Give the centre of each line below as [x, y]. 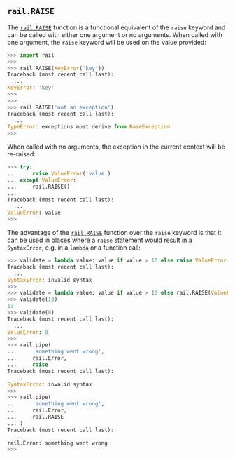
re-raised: [22, 154]
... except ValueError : [42, 180]
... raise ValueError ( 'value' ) [59, 174]
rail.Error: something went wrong [58, 443]
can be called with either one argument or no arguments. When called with [115, 34]
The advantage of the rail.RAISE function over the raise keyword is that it [114, 233]
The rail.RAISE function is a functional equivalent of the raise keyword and [116, 27]
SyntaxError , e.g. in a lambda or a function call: [74, 248]
